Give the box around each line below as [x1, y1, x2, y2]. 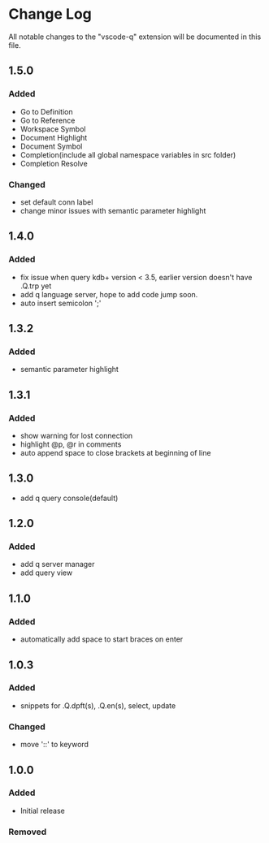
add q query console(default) [20, 493, 119, 503]
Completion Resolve [20, 158, 88, 168]
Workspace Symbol [20, 123, 86, 134]
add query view [20, 568, 73, 577]
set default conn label [20, 197, 93, 207]
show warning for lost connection [20, 430, 133, 440]
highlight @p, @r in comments [20, 439, 122, 449]
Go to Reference [20, 115, 76, 125]
